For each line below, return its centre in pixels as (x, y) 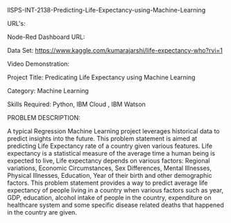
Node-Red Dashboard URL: (46, 37)
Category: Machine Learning (48, 91)
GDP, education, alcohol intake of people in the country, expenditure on (109, 198)
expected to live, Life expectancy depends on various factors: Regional (109, 160)
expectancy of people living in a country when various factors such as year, (115, 190)
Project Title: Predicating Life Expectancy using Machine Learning (101, 77)
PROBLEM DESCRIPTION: (44, 118)
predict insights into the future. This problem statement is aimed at (102, 139)
